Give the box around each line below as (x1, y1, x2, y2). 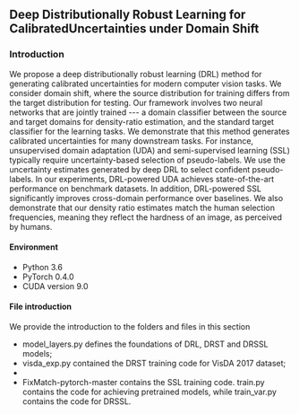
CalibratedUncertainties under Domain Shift (9, 22, 260, 37)
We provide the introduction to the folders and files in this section (9, 322, 251, 332)
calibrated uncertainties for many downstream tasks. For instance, (9, 135, 253, 146)
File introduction (9, 301, 73, 313)
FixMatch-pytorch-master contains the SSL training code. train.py (21, 377, 266, 388)
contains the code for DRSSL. (21, 396, 132, 407)
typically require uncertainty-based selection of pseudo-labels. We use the (9, 154, 286, 165)
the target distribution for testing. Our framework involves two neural (9, 97, 263, 108)
